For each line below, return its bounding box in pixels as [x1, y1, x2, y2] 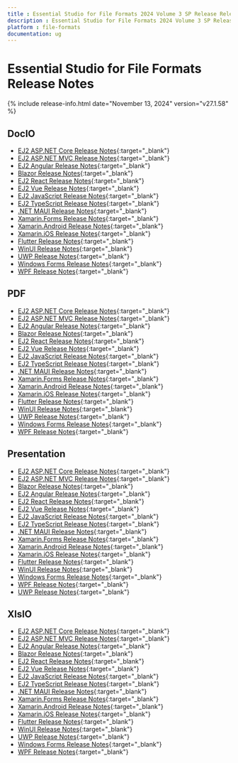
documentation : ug [7, 30, 62, 38]
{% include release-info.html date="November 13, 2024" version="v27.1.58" [7, 99, 229, 108]
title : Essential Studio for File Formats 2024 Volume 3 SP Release [7, 10, 217, 18]
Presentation [7, 448, 66, 460]
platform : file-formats [7, 23, 81, 31]
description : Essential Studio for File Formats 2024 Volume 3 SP [7, 17, 211, 24]
